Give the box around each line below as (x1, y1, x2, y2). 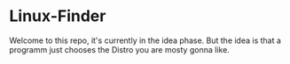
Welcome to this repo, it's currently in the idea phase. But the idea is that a (9, 35, 282, 46)
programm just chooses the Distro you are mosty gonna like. (9, 44, 231, 54)
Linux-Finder (9, 6, 106, 26)
